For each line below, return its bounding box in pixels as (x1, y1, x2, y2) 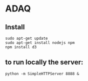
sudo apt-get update (5, 36, 48, 41)
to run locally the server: (5, 58, 83, 67)
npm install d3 (5, 45, 37, 50)
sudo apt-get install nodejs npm (5, 40, 75, 45)
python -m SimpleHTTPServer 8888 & (5, 71, 79, 76)
